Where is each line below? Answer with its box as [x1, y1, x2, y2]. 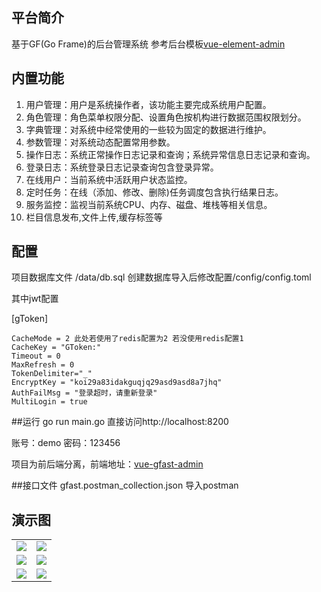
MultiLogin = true [11, 397, 88, 407]
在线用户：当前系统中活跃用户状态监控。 [25, 173, 193, 185]
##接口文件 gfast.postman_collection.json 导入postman [11, 479, 239, 492]
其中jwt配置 [11, 293, 59, 305]
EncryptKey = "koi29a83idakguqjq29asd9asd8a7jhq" [11, 378, 223, 388]
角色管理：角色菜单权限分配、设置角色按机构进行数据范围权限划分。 [25, 111, 307, 123]
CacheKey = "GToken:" [11, 343, 102, 353]
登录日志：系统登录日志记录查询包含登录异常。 [25, 161, 219, 173]
